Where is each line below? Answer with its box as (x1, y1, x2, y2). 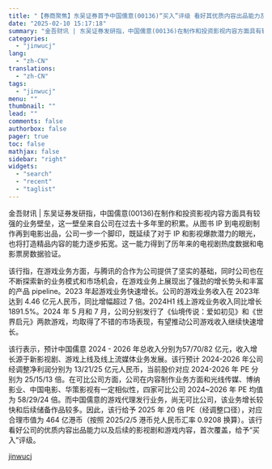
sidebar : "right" (8, 155, 67, 163)
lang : (8, 49, 27, 58)
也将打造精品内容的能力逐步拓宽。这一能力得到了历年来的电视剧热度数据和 (8, 238, 257, 248)
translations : (8, 65, 57, 73)
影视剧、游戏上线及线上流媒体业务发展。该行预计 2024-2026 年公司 (36, 354, 264, 364)
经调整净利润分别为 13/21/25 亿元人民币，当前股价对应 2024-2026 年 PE (8, 364, 249, 373)
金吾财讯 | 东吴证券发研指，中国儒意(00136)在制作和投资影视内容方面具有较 (8, 208, 261, 218)
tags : (8, 79, 27, 87)
